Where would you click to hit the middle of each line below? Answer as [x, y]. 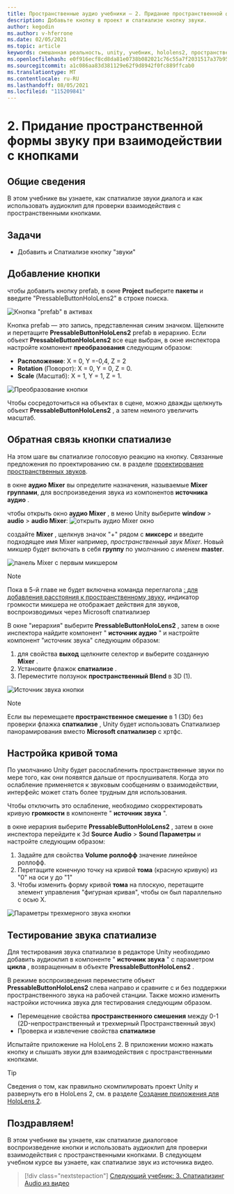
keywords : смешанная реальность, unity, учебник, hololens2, [98, 53]
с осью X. [32, 900]
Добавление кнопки [54, 274]
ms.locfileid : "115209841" [46, 91]
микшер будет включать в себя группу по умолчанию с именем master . [116, 549]
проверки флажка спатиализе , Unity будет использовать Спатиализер [114, 724]
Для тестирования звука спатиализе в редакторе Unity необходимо [109, 952]
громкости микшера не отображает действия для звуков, [93, 604]
